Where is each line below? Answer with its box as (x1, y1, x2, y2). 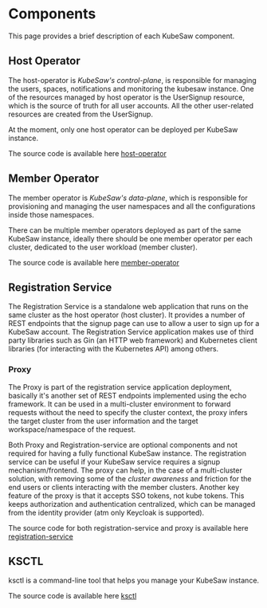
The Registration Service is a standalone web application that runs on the (8, 302, 249, 312)
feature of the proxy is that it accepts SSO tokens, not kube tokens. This (8, 491, 245, 500)
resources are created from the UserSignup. (8, 109, 154, 119)
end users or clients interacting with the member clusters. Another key (8, 482, 240, 492)
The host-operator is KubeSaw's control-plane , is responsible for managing (8, 75, 257, 84)
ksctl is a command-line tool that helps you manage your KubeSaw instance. (8, 575, 260, 586)
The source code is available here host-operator (8, 148, 167, 158)
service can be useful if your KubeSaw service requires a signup (8, 457, 221, 466)
